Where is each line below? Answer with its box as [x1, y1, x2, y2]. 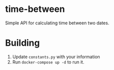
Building [5, 37, 40, 49]
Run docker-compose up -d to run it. [12, 59, 84, 65]
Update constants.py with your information [12, 54, 100, 60]
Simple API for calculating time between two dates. [5, 20, 110, 26]
